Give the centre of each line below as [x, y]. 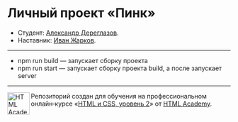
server [27, 75]
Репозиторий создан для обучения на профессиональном [119, 96]
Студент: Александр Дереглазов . [68, 33]
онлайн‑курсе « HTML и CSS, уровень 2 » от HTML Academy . [121, 104]
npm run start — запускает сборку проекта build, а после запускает [120, 68]
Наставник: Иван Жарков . [57, 40]
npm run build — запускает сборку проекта [83, 60]
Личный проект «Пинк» [81, 13]
